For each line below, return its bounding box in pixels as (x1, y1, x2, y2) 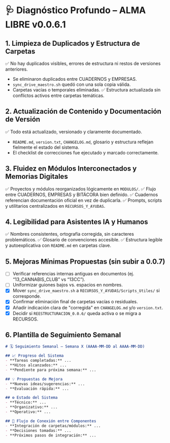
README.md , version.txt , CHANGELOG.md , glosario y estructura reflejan (12, 139, 154, 145)
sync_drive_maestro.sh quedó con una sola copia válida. (12, 81, 131, 87)
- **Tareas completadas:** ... (5, 358, 72, 363)
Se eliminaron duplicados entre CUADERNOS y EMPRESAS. (12, 76, 137, 82)
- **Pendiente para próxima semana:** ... (5, 367, 96, 372)
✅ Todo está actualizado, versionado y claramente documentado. (5, 129, 143, 135)
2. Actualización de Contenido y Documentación (5, 107, 161, 116)
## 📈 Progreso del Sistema (5, 353, 64, 359)
